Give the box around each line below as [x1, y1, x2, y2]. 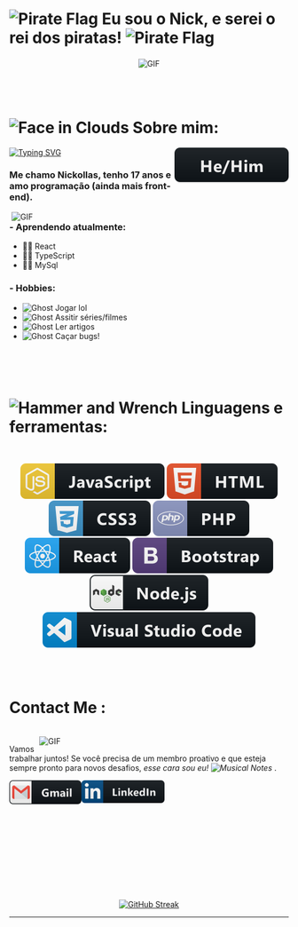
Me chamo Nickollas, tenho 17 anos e [9, 169, 171, 181]
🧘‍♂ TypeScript [21, 250, 75, 261]
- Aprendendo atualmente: [9, 220, 127, 233]
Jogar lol [54, 302, 88, 313]
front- [145, 180, 171, 193]
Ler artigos [54, 321, 95, 332]
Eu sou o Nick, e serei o [101, 9, 276, 29]
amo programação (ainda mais [9, 180, 144, 193]
